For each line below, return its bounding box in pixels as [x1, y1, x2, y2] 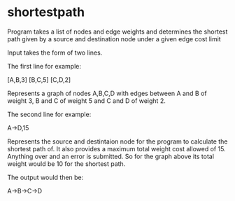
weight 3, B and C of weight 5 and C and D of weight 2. [7, 96, 166, 105]
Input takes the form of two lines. [7, 48, 103, 57]
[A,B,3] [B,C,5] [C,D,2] [7, 75, 71, 84]
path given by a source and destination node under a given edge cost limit [7, 34, 222, 43]
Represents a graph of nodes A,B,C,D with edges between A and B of [7, 89, 208, 97]
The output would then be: [7, 173, 84, 181]
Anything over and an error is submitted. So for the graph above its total [7, 152, 215, 160]
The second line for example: [7, 110, 92, 118]
